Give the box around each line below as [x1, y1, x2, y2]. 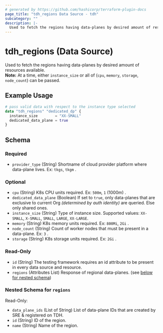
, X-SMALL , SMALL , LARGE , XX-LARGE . [23, 215, 89, 221]
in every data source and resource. [12, 264, 82, 270]
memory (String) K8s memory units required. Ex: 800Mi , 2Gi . [12, 221, 130, 226]
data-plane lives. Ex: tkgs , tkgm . [12, 166, 77, 172]
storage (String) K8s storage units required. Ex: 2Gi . [12, 236, 117, 242]
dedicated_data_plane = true [9, 118, 68, 123]
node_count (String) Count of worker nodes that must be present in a [12, 226, 149, 232]
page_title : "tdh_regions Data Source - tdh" [5, 12, 98, 16]
